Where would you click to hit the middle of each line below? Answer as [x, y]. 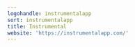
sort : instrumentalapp [40, 20]
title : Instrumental [37, 26]
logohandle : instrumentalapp [49, 13]
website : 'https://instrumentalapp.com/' [68, 33]
